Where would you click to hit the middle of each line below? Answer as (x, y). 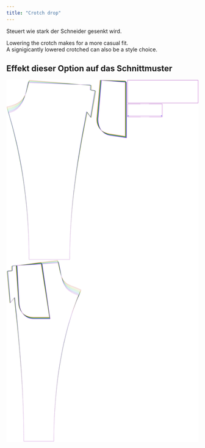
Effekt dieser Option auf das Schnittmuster (89, 69)
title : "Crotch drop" (34, 13)
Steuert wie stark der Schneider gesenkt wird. (64, 31)
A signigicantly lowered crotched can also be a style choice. (82, 49)
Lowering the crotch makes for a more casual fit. (67, 43)
